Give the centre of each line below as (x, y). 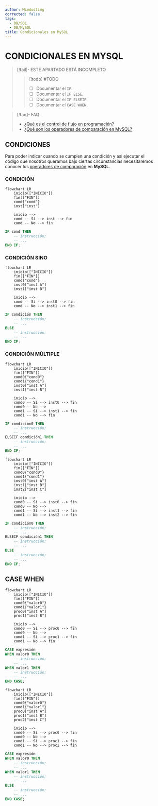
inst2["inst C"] (30, 489)
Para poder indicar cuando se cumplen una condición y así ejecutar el (75, 156)
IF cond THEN (18, 232)
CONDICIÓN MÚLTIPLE (32, 354)
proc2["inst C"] (30, 720)
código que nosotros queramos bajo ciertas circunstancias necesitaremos (79, 161)
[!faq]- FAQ (28, 115)
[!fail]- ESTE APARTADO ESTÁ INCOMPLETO (61, 69)
